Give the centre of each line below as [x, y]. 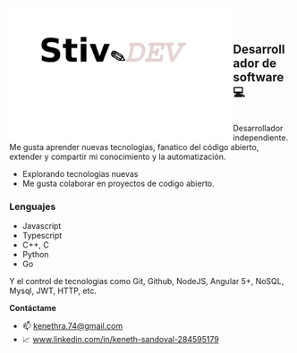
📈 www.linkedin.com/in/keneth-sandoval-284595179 [120, 340]
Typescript [42, 236]
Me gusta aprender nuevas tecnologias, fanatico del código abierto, [134, 147]
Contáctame [33, 308]
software [259, 77]
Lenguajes [33, 206]
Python [35, 255]
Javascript [42, 226]
